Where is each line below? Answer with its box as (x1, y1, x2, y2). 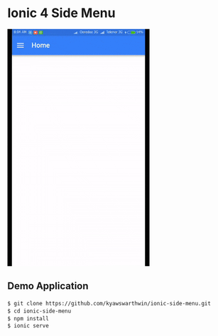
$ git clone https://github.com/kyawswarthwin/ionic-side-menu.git (7, 300, 212, 307)
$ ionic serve (7, 322, 50, 330)
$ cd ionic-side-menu (7, 308, 72, 315)
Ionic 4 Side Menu (7, 5, 116, 21)
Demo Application (7, 280, 89, 293)
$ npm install (7, 315, 50, 322)
